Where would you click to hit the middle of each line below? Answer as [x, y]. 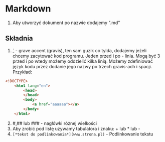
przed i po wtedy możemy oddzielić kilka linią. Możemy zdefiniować [82, 61]
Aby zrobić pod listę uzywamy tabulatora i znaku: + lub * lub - [76, 128]
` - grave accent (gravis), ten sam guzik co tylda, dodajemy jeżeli [79, 50]
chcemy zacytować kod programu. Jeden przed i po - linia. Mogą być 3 [86, 56]
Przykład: [22, 72]
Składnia [19, 38]
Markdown [28, 9]
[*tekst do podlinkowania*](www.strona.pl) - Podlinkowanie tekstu [83, 134]
